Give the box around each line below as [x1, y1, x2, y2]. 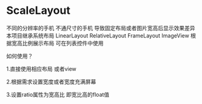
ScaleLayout [6, 4, 71, 18]
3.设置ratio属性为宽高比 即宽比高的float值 [6, 91, 110, 98]
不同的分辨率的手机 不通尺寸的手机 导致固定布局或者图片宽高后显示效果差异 [6, 24, 195, 31]
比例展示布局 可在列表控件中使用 [22, 39, 104, 47]
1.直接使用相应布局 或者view [6, 65, 77, 73]
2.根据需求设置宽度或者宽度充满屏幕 [6, 78, 96, 85]
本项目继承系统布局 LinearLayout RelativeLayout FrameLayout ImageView [6, 31, 189, 39]
